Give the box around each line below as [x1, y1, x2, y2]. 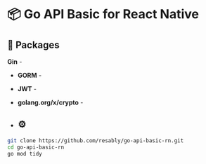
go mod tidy [7, 150, 42, 157]
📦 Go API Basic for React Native [7, 6, 199, 22]
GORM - [17, 71, 42, 79]
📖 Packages [7, 39, 60, 50]
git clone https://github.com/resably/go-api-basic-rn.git [7, 137, 184, 144]
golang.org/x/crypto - [17, 98, 84, 107]
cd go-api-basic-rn [7, 144, 65, 151]
